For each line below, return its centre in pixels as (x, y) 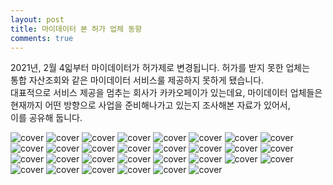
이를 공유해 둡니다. (46, 118)
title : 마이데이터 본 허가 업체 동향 (76, 29)
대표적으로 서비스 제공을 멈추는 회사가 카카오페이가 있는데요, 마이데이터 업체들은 (166, 93)
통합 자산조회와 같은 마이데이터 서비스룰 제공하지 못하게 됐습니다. (137, 80)
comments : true (42, 38)
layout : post (37, 19)
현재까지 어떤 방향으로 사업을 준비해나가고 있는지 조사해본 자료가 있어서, (150, 105)
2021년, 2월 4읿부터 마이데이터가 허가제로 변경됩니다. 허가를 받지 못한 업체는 (160, 68)
